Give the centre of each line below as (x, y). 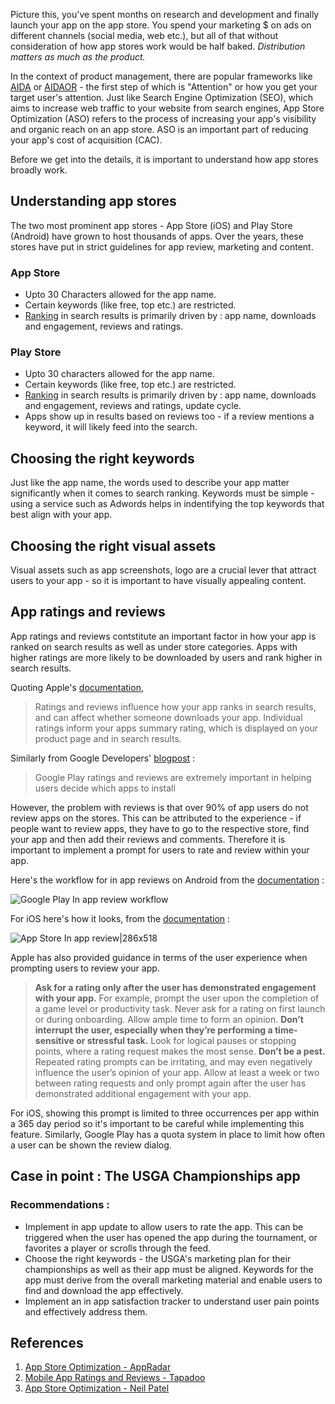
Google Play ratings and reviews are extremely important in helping (173, 777)
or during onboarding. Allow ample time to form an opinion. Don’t (169, 1019)
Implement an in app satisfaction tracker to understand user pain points (172, 1301)
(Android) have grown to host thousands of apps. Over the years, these (157, 236)
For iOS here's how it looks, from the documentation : (120, 918)
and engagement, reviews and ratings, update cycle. (133, 406)
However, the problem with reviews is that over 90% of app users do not (159, 807)
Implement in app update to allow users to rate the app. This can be (164, 1226)
